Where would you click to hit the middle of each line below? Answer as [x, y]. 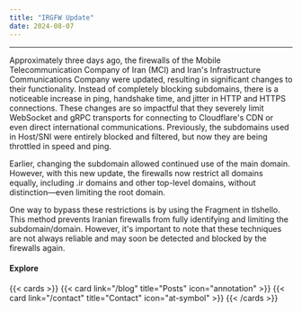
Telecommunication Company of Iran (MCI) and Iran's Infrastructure [135, 69]
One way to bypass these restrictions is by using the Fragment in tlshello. [145, 209]
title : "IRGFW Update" [52, 18]
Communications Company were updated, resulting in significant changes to [151, 79]
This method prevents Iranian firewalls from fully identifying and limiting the [149, 219]
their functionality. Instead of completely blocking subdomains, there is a [144, 89]
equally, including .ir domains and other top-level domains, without [133, 183]
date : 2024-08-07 [42, 26]
